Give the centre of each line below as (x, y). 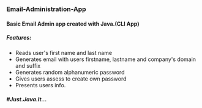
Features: (19, 38)
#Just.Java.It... (27, 99)
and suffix (28, 66)
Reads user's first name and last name (63, 53)
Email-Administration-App (47, 9)
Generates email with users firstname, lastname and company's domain (106, 59)
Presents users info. (40, 85)
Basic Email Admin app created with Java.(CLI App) (73, 24)
